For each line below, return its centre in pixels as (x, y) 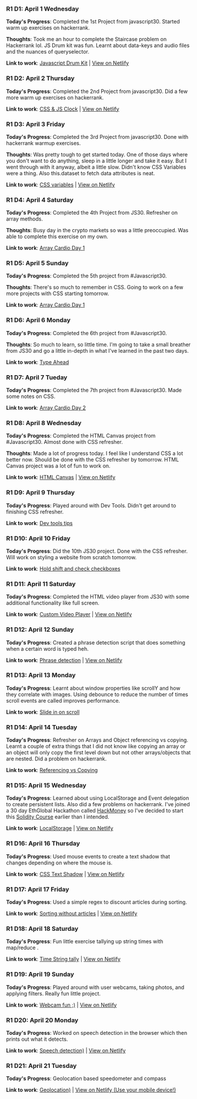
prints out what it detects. (37, 1039)
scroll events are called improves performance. (63, 700)
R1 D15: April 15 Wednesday (46, 786)
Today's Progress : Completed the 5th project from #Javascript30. (86, 276)
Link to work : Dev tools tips (39, 523)
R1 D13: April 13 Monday (41, 675)
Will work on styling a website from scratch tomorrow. (71, 557)
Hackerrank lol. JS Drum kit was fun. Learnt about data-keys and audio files (98, 45)
